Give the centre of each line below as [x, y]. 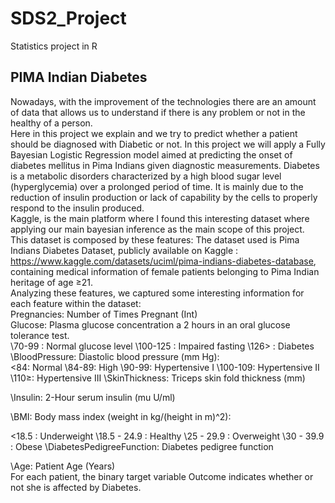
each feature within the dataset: [76, 303]
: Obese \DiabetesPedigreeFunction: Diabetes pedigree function [142, 446]
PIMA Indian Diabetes [79, 77]
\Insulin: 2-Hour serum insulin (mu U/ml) [93, 397]
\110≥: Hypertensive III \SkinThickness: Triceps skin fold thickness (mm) [158, 378]
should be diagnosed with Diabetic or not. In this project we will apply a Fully [168, 144]
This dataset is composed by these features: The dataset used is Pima [155, 239]
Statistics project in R [54, 46]
